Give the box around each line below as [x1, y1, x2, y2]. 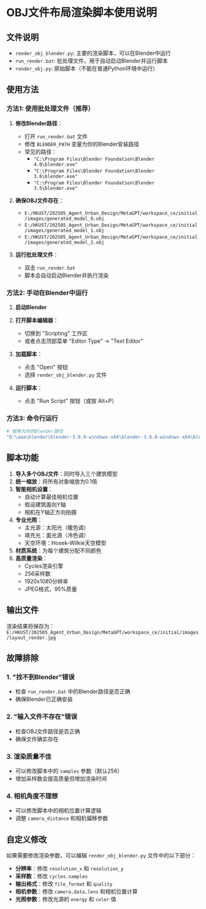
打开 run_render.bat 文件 [24, 133, 88, 140]
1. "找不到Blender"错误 [6, 673, 75, 681]
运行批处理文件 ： [15, 251, 59, 258]
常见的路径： [24, 148, 57, 155]
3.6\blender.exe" [33, 173, 78, 179]
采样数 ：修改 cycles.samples [15, 873, 88, 880]
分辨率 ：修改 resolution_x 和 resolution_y [15, 865, 124, 872]
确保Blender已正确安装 [15, 695, 73, 703]
